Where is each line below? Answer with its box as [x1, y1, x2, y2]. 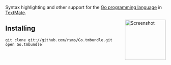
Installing [5, 24, 36, 33]
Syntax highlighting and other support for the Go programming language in [5, 5, 162, 10]
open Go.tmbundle [5, 42, 42, 47]
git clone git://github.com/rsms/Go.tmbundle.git [5, 37, 113, 42]
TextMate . [5, 10, 26, 16]
